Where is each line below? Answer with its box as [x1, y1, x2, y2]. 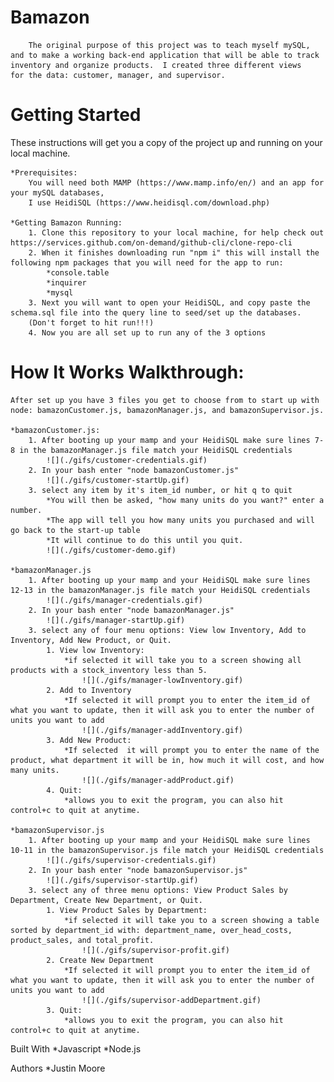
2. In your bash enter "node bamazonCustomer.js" [28, 465, 240, 475]
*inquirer [46, 277, 87, 288]
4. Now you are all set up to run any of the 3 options [28, 327, 267, 338]
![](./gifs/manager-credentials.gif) [46, 595, 203, 605]
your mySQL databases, [10, 187, 105, 198]
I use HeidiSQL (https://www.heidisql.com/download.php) [28, 197, 271, 208]
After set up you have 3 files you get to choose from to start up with [10, 395, 320, 405]
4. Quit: [46, 785, 83, 795]
